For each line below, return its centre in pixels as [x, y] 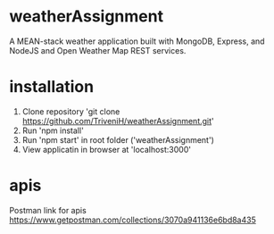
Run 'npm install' [53, 130]
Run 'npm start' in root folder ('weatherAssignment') [118, 139]
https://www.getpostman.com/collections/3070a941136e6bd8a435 [133, 220]
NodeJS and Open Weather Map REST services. [98, 50]
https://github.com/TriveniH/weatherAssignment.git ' [118, 121]
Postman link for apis [48, 210]
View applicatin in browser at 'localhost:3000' [107, 149]
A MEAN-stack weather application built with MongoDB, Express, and [137, 41]
